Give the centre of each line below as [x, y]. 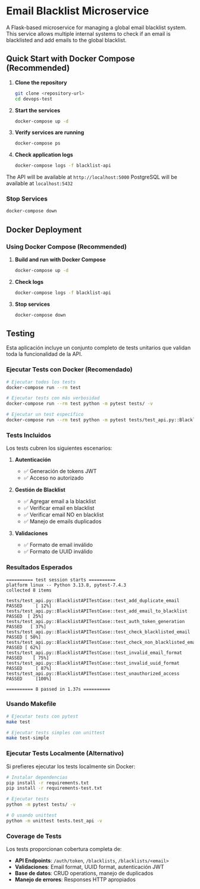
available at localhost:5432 [40, 183]
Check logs [29, 281]
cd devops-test [34, 99]
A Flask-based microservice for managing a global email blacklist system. [96, 27]
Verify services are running [49, 133]
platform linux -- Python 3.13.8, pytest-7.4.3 [66, 585]
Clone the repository [41, 82]
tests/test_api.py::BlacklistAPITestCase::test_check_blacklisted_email [98, 632]
